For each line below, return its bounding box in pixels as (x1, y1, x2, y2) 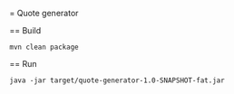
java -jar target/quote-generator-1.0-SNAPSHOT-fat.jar (9, 76, 225, 85)
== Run (9, 59, 38, 69)
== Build (9, 25, 42, 35)
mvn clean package (9, 42, 79, 52)
